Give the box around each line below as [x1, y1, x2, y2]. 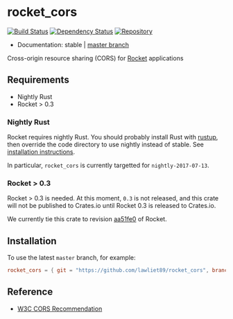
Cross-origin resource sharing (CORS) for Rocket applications [7, 53, 184, 62]
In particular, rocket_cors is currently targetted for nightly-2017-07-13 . [7, 161, 209, 170]
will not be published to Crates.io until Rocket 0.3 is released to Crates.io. [7, 202, 216, 210]
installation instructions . [7, 148, 76, 156]
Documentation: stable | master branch [17, 40, 130, 49]
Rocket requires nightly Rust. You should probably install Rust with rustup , [7, 133, 218, 141]
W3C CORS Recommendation [17, 304, 103, 313]
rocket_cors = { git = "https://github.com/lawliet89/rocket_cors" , [7, 267, 209, 274]
